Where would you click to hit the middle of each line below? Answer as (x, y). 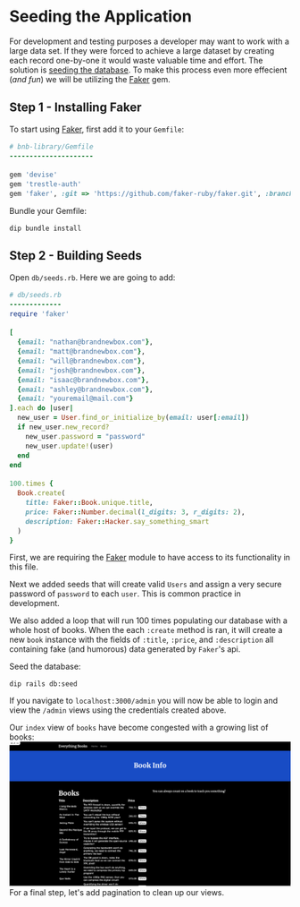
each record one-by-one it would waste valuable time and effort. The (136, 60)
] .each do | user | (42, 408)
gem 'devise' (33, 175)
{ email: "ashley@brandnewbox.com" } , (85, 389)
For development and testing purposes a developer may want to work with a (150, 41)
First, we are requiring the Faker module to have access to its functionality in (150, 558)
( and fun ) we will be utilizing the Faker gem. (90, 79)
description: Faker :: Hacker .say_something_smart (117, 521)
